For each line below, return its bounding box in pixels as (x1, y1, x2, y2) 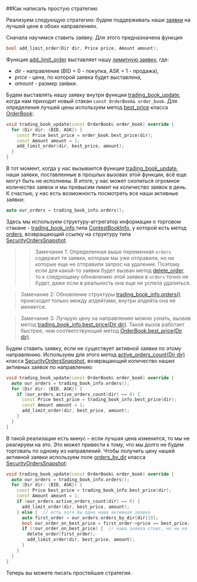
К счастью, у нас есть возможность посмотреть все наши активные (6, 190, 179, 196)
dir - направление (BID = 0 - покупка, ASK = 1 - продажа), (14, 67, 159, 74)
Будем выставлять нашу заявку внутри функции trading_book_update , (6, 91, 181, 98)
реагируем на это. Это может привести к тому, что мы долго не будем (6, 441, 184, 448)
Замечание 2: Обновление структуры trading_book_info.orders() (20, 290, 181, 297)
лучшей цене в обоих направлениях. (6, 23, 98, 29)
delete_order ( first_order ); (27, 531, 96, 537)
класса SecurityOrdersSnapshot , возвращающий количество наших (6, 357, 175, 364)
